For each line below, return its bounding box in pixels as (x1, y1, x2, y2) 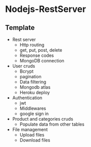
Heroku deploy (19, 90, 50, 95)
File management (12, 127, 48, 133)
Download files (19, 137, 50, 143)
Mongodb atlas (19, 84, 51, 90)
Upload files (19, 132, 45, 138)
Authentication (12, 95, 43, 101)
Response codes (19, 52, 54, 58)
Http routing (19, 42, 45, 48)
